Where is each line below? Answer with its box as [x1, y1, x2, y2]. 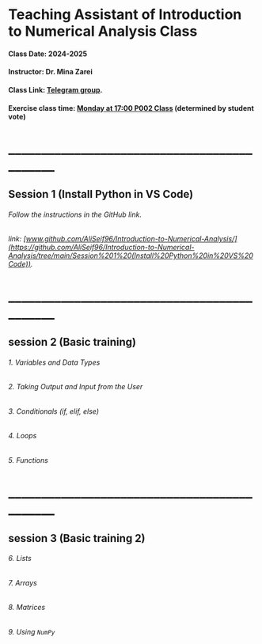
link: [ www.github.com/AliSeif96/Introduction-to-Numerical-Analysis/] [8, 234, 237, 244]
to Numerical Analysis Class [8, 22, 198, 40]
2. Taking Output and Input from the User [8, 382, 143, 392]
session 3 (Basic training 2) [8, 532, 146, 545]
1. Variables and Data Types [8, 358, 101, 367]
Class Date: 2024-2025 [8, 49, 88, 59]
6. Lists [8, 554, 32, 563]
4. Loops [8, 431, 37, 441]
